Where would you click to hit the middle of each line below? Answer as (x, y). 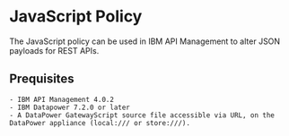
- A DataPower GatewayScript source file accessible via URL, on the (142, 115)
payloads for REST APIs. (54, 50)
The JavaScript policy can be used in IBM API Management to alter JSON (145, 41)
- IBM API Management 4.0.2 (62, 99)
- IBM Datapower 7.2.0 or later (70, 107)
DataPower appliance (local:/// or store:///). (100, 123)
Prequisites (42, 79)
